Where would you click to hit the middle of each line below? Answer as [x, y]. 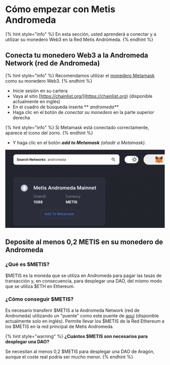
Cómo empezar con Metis [60, 9]
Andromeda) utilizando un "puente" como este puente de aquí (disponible [82, 315]
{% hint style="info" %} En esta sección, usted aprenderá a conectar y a [81, 34]
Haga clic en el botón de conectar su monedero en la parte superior [83, 112]
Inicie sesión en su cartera [40, 91]
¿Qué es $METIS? [27, 264]
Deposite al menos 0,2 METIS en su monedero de [84, 242]
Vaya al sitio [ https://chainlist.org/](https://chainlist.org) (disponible [82, 96]
